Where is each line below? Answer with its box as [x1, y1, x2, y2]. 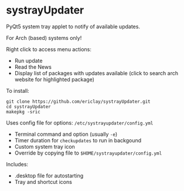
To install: [6, 87, 29, 94]
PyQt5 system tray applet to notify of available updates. [6, 23, 141, 30]
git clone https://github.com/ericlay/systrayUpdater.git [6, 98, 151, 105]
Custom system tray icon [14, 143, 75, 150]
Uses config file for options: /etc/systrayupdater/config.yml [6, 119, 154, 126]
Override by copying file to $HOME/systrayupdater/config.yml [14, 149, 162, 156]
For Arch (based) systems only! [6, 34, 82, 41]
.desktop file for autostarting [14, 172, 84, 179]
